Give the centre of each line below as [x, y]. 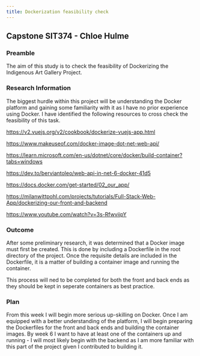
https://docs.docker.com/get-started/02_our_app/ [68, 185]
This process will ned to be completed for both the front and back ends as [98, 280]
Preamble [20, 53]
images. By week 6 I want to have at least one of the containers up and [94, 334]
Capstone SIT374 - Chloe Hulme [68, 36]
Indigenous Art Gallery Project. [44, 73]
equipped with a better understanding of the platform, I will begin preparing [99, 321]
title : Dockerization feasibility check [58, 12]
